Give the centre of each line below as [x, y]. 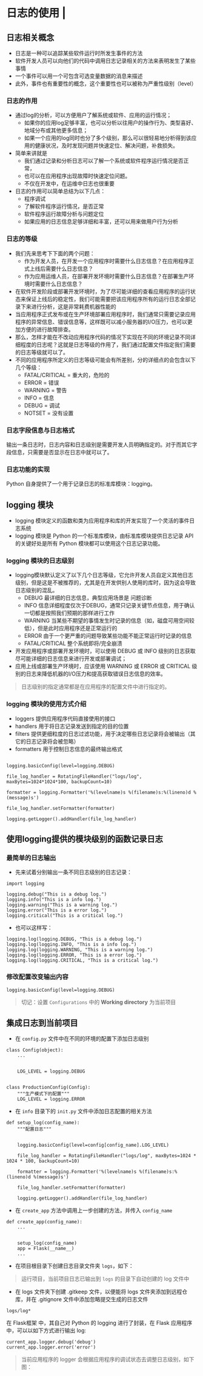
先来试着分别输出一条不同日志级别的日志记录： [73, 872]
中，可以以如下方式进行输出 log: [46, 1330]
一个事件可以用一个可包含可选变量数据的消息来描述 [79, 76]
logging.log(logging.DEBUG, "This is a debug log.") [74, 939]
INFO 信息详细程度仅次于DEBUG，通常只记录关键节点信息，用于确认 [109, 606]
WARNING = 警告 [45, 390]
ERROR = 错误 [42, 382]
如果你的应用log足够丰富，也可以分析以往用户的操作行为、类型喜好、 [110, 123]
